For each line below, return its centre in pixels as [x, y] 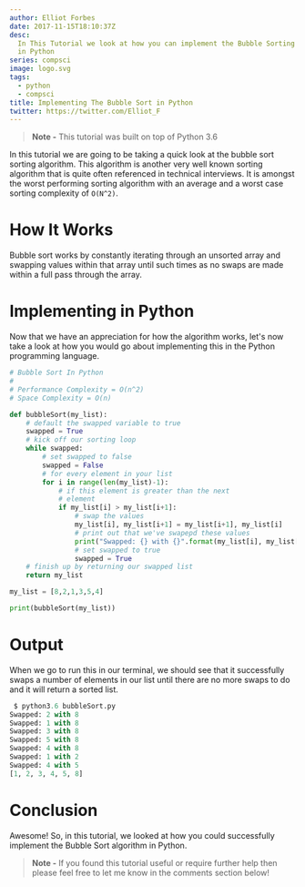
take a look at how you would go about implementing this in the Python [142, 346]
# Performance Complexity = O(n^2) [77, 389]
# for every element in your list [107, 474]
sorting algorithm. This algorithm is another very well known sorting [136, 164]
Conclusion [54, 810]
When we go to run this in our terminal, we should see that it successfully [147, 669]
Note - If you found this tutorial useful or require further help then [154, 862]
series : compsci [40, 60]
